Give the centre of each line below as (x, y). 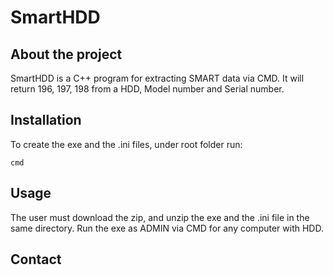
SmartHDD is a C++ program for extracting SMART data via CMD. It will (157, 78)
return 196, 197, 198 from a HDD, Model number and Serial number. (147, 89)
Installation (46, 120)
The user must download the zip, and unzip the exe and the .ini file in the (160, 217)
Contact (36, 259)
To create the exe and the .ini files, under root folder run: (126, 144)
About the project (66, 54)
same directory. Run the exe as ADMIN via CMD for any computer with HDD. (167, 228)
